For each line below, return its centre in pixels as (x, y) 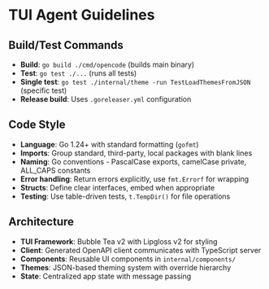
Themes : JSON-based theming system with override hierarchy (126, 267)
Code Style (37, 125)
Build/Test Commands (66, 45)
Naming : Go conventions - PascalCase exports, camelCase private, (133, 161)
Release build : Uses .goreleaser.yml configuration (106, 99)
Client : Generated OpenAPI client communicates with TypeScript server (141, 250)
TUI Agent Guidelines (82, 15)
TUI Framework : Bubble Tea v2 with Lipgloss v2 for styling (119, 241)
